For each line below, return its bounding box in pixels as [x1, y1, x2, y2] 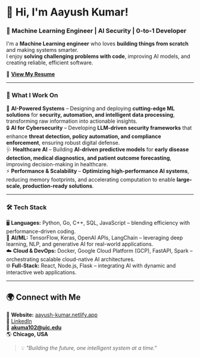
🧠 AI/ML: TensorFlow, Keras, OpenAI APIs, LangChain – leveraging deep [6, 234, 183, 241]
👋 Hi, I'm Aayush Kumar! [6, 5, 129, 19]
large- [176, 176, 192, 183]
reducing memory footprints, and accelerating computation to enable [6, 176, 176, 183]
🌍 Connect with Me [6, 292, 81, 303]
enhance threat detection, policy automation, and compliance [6, 132, 162, 139]
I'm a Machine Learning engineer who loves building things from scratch [6, 40, 189, 47]
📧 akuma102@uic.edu [6, 324, 62, 331]
